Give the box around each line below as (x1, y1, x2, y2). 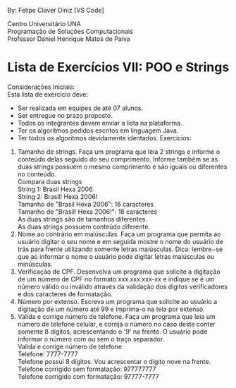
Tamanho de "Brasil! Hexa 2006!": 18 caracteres (17, 207, 158, 216)
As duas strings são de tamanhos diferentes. (17, 214, 148, 223)
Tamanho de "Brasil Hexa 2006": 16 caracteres (17, 200, 154, 208)
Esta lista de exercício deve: (7, 90, 89, 98)
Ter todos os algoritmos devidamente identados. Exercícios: (17, 133, 192, 142)
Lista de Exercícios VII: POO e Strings (7, 59, 230, 75)
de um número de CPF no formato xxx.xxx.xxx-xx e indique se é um (17, 274, 215, 283)
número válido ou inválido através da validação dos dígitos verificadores (17, 282, 228, 291)
